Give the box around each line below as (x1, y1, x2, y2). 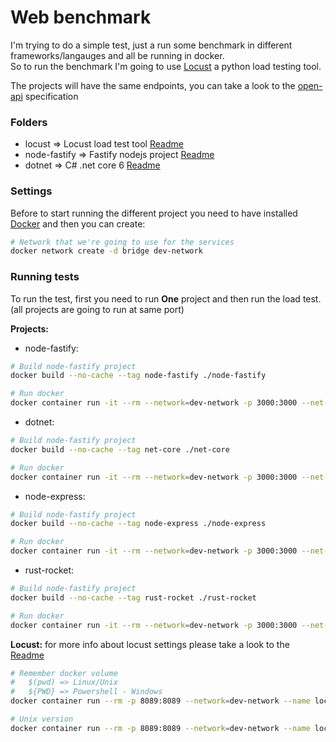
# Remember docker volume (10, 668, 118, 678)
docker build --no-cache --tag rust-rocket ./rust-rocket (10, 592, 257, 603)
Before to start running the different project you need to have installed (10, 207, 298, 219)
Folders (10, 115, 48, 129)
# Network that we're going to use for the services (10, 237, 235, 247)
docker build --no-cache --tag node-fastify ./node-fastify (10, 371, 267, 381)
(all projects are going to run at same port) (10, 303, 185, 315)
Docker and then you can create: (10, 217, 146, 230)
